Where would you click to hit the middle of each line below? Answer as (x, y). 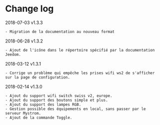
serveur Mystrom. (23, 113)
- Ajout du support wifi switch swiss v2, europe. (59, 95)
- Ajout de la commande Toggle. (39, 117)
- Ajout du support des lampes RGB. (43, 104)
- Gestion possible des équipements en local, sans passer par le (76, 109)
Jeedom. (13, 54)
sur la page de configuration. (38, 77)
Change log (29, 9)
